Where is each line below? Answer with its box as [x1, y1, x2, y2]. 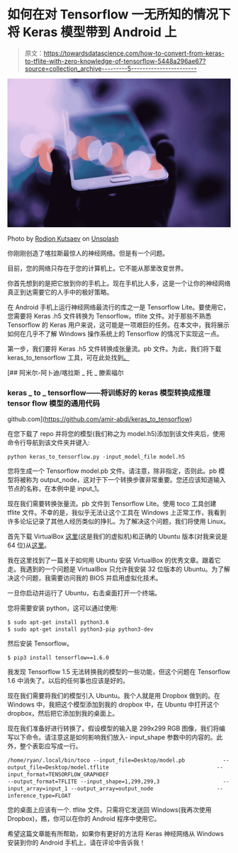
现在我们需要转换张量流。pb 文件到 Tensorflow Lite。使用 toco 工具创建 [7, 499, 217, 508]
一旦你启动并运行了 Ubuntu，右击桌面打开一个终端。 [7, 588, 161, 597]
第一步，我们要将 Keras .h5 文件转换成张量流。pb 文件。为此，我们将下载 [7, 344, 222, 353]
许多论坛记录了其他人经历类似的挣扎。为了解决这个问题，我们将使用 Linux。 [7, 517, 230, 525]
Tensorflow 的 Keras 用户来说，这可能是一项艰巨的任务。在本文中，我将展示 [7, 320, 230, 329]
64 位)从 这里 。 [7, 541, 51, 549]
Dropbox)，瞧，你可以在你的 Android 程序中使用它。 [7, 814, 161, 823]
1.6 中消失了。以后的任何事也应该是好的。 [7, 676, 129, 685]
